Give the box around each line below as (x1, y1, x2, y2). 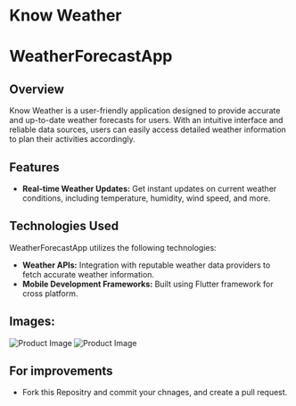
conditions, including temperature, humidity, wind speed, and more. (21, 193, 271, 203)
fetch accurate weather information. (21, 269, 154, 279)
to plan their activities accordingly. (9, 134, 136, 145)
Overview (9, 81, 65, 96)
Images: (9, 314, 55, 329)
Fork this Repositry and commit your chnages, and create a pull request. (21, 387, 288, 398)
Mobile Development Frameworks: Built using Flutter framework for (21, 278, 274, 289)
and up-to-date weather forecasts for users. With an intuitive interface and (9, 115, 284, 126)
